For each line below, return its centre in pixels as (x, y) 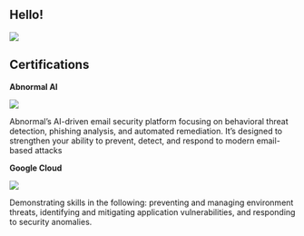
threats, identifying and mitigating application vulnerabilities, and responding (152, 211)
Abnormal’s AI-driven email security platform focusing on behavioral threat (149, 121)
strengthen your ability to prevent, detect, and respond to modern (132, 141)
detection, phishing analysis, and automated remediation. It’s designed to (146, 131)
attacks (49, 150)
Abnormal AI (34, 86)
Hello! (26, 15)
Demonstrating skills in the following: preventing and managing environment (152, 202)
